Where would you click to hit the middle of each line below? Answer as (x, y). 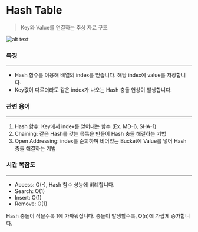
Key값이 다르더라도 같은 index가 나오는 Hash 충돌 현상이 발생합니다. (93, 90)
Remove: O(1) (31, 204)
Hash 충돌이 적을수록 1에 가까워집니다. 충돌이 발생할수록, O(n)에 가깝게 (88, 215)
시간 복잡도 (21, 165)
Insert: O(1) (28, 197)
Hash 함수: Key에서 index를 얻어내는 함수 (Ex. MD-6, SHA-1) (85, 126)
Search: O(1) (30, 191)
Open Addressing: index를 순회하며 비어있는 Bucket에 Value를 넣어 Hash (100, 141)
